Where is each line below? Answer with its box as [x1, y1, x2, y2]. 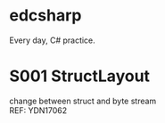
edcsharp [9, 5, 82, 26]
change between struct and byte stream [9, 95, 157, 106]
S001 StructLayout [9, 66, 150, 86]
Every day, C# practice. [9, 35, 95, 45]
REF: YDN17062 [9, 104, 68, 116]
